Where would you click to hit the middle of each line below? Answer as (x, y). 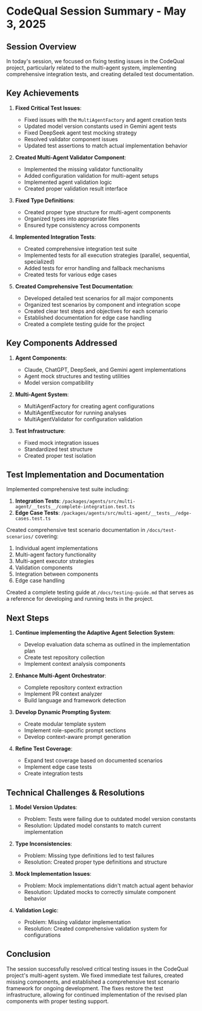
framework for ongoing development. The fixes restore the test (85, 988)
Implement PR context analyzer (63, 694)
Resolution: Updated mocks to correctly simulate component (100, 892)
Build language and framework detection (75, 701)
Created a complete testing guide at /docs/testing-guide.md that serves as (100, 592)
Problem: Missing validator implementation (77, 922)
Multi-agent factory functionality (56, 554)
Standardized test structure (58, 449)
